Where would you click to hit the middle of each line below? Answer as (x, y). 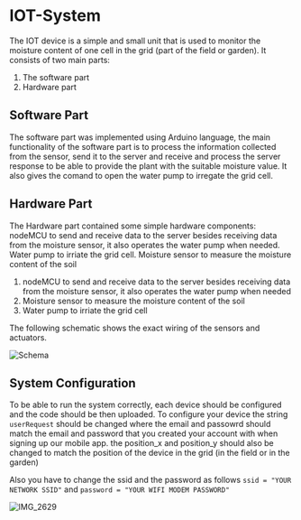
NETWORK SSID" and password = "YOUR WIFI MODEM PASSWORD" (119, 489)
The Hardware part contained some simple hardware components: (133, 226)
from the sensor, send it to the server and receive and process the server (145, 156)
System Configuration (73, 383)
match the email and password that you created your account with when (144, 433)
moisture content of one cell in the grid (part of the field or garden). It (138, 50)
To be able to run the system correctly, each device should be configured (146, 405)
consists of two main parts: (60, 60)
